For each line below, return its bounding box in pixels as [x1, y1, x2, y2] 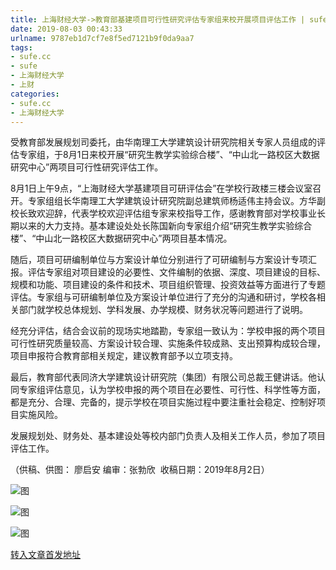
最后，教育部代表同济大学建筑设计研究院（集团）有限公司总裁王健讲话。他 [10, 371, 317, 383]
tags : [10, 42, 33, 53]
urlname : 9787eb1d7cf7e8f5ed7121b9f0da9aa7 [10, 33, 195, 43]
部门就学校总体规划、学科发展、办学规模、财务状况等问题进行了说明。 [18, 304, 308, 316]
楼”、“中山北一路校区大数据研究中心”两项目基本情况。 [10, 232, 233, 245]
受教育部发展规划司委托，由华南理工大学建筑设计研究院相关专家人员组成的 [10, 136, 317, 148]
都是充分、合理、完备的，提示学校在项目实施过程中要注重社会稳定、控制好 [10, 396, 317, 408]
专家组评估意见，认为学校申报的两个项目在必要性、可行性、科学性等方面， [18, 384, 326, 396]
